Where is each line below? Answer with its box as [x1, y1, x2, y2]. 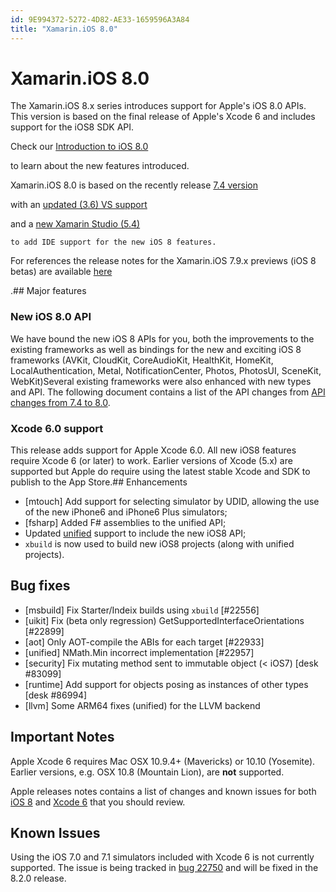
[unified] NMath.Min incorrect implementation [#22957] [24, 646, 255, 658]
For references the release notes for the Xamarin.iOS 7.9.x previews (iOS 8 [10, 255, 317, 267]
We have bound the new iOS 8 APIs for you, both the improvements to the [10, 332, 315, 345]
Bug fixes [10, 577, 71, 595]
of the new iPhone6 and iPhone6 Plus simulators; [24, 506, 228, 518]
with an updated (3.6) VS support [10, 199, 148, 211]
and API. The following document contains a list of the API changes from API [10, 386, 326, 398]
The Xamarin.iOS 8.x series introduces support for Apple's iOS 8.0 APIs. [10, 100, 307, 112]
